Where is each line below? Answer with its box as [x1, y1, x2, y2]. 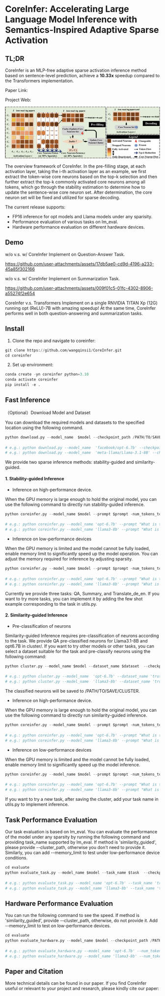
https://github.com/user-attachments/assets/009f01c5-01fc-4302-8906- [5, 285, 153, 291]
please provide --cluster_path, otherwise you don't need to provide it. [5, 845, 146, 850]
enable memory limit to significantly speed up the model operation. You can [5, 551, 158, 557]
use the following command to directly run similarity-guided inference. [5, 712, 147, 718]
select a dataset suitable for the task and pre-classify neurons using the [5, 648, 151, 654]
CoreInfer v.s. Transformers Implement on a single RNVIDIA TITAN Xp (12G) [5, 300, 158, 306]
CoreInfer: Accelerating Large [5, 3, 129, 15]
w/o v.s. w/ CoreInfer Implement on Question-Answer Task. [5, 251, 125, 257]
